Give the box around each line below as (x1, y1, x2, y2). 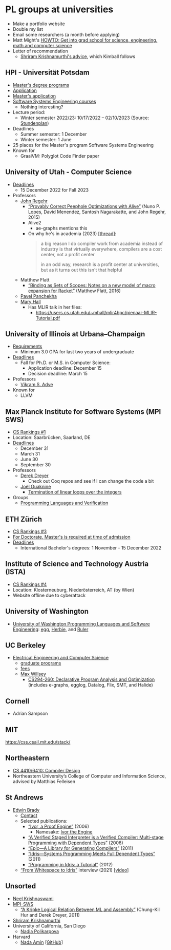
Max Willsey (20, 671, 46, 677)
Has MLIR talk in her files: (28, 304, 82, 310)
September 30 (20, 462, 51, 468)
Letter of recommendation (12, 48, 68, 54)
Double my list (12, 26, 44, 32)
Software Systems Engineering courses (12, 98, 96, 104)
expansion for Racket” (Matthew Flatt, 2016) (28, 288, 121, 294)
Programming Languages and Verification (20, 500, 109, 506)
